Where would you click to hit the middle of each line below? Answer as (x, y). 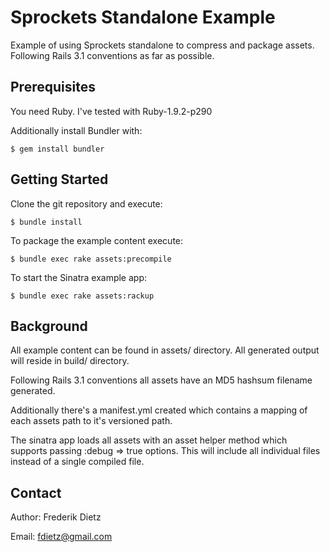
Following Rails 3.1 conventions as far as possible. (112, 55)
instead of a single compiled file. (77, 462)
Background (49, 326)
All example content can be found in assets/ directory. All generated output (165, 350)
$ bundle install (46, 222)
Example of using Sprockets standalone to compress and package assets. (162, 45)
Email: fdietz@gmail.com (61, 537)
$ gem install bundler (57, 149)
